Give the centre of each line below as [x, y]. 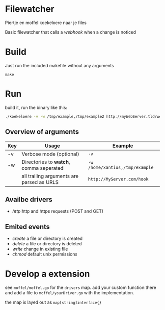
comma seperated [42, 168]
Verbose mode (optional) [50, 154]
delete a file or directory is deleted [47, 244]
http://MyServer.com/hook [118, 179]
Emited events [27, 227]
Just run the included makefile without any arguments [60, 65]
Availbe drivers [29, 199]
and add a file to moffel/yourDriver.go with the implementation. [69, 293]
